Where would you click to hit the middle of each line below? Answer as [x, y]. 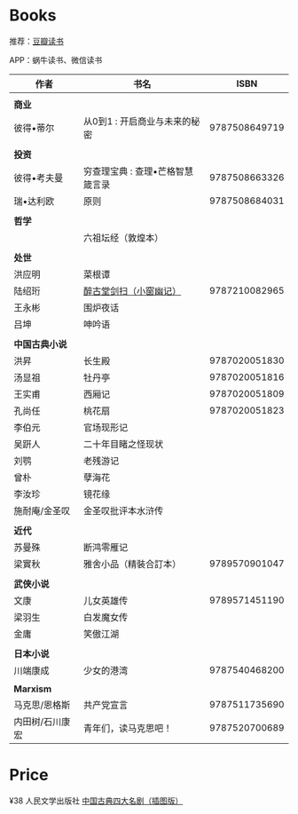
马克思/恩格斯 [42, 705]
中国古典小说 [41, 344]
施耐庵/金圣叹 [42, 510]
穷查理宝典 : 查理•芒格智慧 [138, 171]
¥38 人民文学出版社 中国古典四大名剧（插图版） [96, 801]
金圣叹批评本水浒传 [123, 510]
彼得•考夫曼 [39, 178]
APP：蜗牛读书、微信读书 [56, 59]
